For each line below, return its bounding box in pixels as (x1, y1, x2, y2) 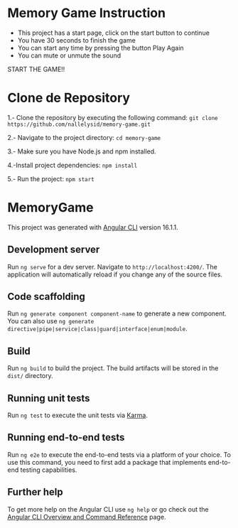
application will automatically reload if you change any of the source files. (7, 270, 222, 279)
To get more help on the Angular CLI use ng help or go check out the (7, 505, 209, 513)
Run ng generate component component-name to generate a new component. (7, 309, 227, 318)
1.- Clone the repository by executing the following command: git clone (7, 113, 218, 122)
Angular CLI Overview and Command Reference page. (7, 512, 166, 521)
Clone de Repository (7, 90, 130, 106)
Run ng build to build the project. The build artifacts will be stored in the (7, 364, 219, 372)
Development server (7, 244, 100, 256)
